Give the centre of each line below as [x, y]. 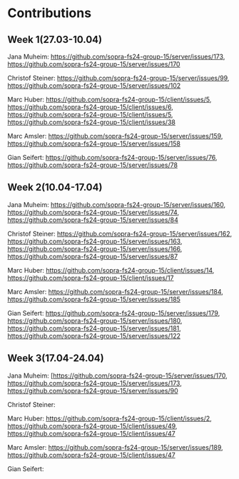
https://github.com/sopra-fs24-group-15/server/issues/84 [93, 220]
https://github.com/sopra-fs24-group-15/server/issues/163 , [95, 241]
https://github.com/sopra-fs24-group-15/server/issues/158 [94, 143]
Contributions [49, 13]
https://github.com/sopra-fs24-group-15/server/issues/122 [94, 336]
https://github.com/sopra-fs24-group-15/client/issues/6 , [90, 107]
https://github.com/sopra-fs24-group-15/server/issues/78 [93, 165]
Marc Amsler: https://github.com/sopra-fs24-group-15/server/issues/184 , [115, 291]
